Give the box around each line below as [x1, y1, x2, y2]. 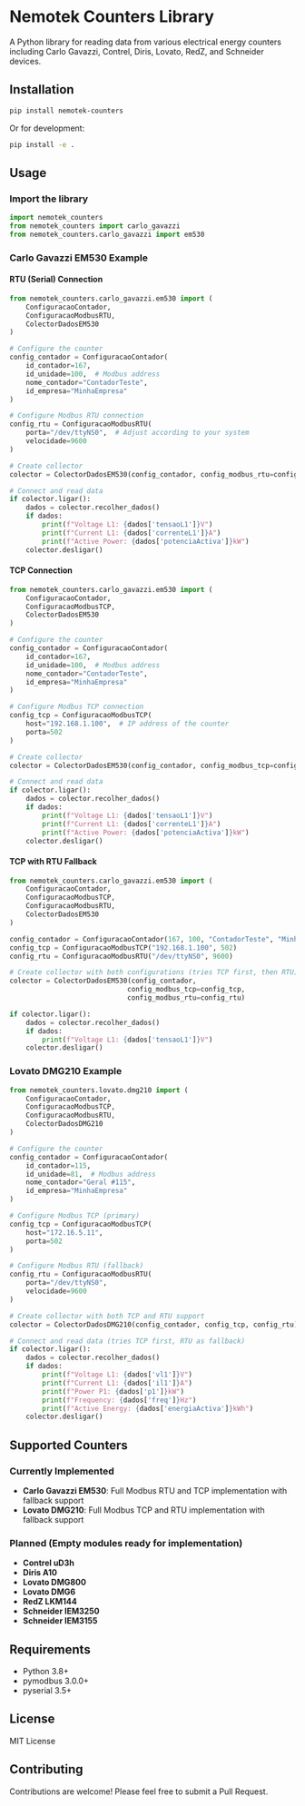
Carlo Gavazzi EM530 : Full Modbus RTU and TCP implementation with [22, 1485, 288, 1495]
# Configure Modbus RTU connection [9, 411, 144, 420]
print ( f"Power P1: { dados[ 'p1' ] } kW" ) [42, 1387, 184, 1396]
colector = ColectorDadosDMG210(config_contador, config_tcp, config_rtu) [9, 1319, 299, 1329]
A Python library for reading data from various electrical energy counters [9, 36, 281, 47]
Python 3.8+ [22, 1666, 70, 1677]
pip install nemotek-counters [9, 106, 124, 115]
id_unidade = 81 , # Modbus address [25, 1169, 156, 1179]
